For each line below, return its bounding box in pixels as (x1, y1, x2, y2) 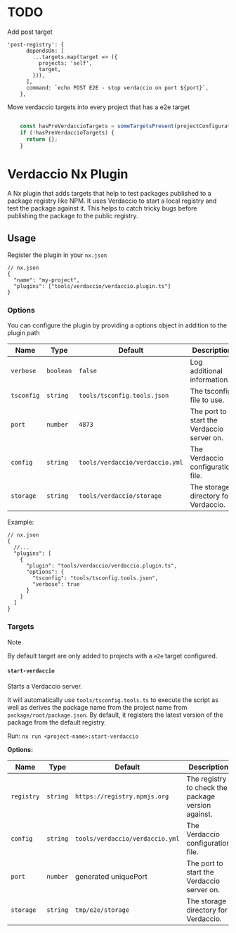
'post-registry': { (7, 41, 65, 48)
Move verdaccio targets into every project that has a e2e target (7, 103, 190, 111)
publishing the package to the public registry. (7, 212, 138, 220)
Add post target (7, 27, 53, 36)
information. (190, 375, 230, 384)
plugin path (7, 329, 40, 337)
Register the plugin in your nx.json (7, 251, 107, 259)
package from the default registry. (7, 718, 107, 726)
